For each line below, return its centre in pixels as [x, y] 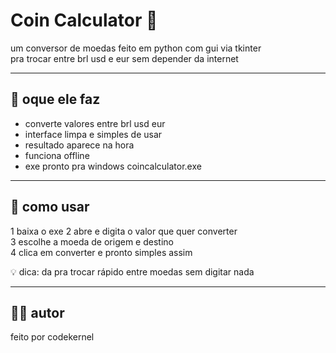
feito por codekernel [52, 337]
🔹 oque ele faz [55, 99]
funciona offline [57, 155]
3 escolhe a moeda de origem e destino [92, 241]
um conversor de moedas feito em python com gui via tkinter [136, 48]
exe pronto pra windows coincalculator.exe [113, 166]
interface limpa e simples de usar [93, 134]
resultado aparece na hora [79, 145]
